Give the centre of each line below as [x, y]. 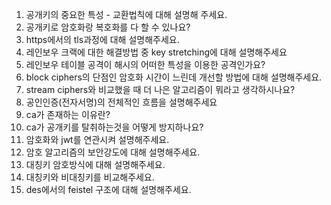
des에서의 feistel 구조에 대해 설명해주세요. [108, 189]
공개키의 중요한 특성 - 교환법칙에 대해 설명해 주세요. [126, 14]
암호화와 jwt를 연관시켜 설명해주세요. [97, 139]
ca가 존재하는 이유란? [68, 114]
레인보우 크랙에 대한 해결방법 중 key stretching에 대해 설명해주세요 [156, 52]
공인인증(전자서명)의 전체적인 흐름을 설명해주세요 [121, 102]
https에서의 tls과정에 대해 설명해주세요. [102, 39]
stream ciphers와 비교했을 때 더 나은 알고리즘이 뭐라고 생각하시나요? [160, 89]
